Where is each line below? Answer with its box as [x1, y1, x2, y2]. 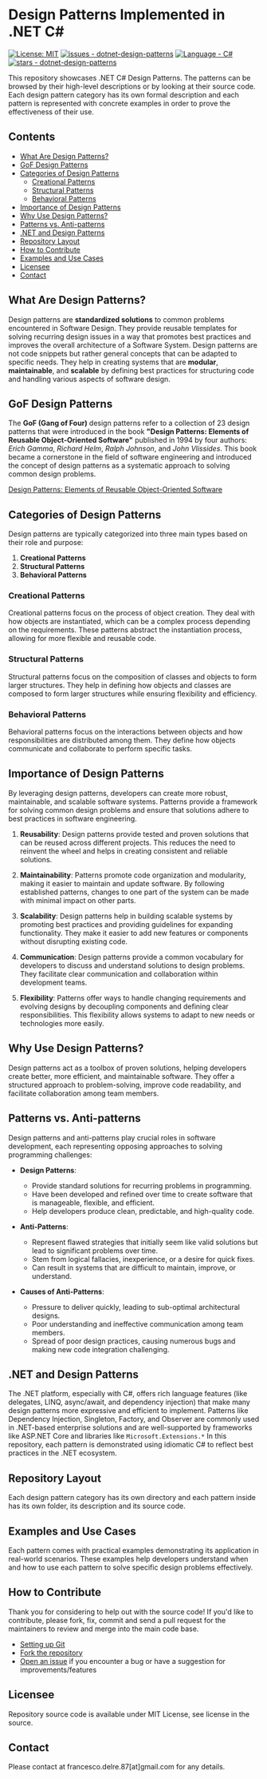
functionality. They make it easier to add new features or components [19, 928, 249, 937]
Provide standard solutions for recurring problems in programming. [31, 1180, 252, 1190]
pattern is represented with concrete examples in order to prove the [8, 98, 231, 108]
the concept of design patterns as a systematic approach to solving [8, 461, 230, 471]
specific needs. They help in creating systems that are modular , [8, 357, 219, 367]
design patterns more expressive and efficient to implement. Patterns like [8, 1406, 249, 1415]
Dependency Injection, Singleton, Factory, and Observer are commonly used [8, 1415, 260, 1424]
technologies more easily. [19, 1018, 105, 1028]
